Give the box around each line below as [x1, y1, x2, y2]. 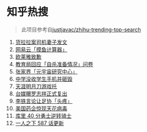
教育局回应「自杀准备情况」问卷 [15, 60, 93, 68]
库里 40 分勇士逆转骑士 [15, 112, 72, 119]
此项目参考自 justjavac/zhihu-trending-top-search [21, 26, 141, 33]
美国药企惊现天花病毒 [15, 104, 67, 112]
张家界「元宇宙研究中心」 [15, 68, 78, 75]
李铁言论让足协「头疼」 [15, 97, 73, 104]
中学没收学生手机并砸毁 [15, 75, 73, 82]
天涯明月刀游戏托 [15, 82, 57, 90]
